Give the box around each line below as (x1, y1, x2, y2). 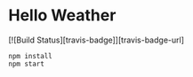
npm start (8, 59, 45, 68)
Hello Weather (8, 5, 117, 26)
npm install (8, 51, 52, 60)
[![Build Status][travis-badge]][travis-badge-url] (8, 35, 184, 45)
